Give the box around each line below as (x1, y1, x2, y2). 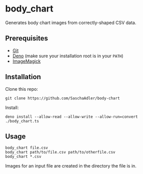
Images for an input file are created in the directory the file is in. (5, 163, 137, 169)
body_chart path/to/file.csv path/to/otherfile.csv (5, 150, 115, 155)
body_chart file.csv (5, 145, 49, 150)
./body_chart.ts (5, 118, 39, 123)
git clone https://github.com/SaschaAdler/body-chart (5, 96, 120, 101)
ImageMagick (12, 58, 41, 64)
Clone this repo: (5, 86, 39, 92)
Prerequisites (5, 34, 48, 43)
